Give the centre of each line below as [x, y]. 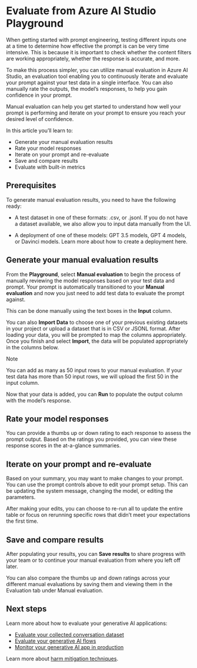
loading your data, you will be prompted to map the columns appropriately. [96, 335]
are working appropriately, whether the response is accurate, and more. [93, 58]
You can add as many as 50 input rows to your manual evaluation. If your [94, 370]
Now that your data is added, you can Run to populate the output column [94, 394]
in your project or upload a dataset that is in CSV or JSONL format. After [94, 328]
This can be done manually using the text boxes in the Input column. [89, 310]
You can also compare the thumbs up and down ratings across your [88, 578]
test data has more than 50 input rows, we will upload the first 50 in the [92, 376]
